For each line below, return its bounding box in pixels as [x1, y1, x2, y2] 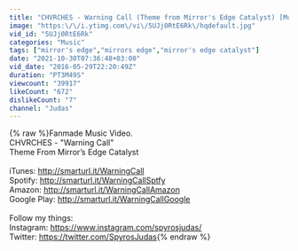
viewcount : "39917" [9, 79, 82, 88]
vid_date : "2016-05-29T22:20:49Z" [9, 63, 137, 72]
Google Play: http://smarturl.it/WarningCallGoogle [9, 194, 191, 205]
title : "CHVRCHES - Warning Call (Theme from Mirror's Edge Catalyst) [9, 12, 276, 22]
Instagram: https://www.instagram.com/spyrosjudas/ [9, 223, 202, 233]
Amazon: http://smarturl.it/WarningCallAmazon [9, 184, 180, 195]
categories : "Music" [9, 37, 86, 47]
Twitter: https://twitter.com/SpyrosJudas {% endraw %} [9, 231, 211, 242]
